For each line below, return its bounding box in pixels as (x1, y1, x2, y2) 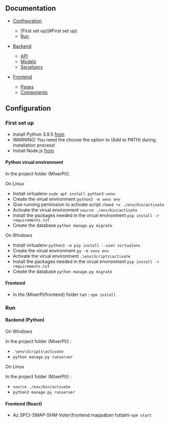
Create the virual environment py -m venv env (12, 247, 109, 253)
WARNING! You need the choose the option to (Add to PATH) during (12, 136, 156, 143)
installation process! (12, 142, 55, 148)
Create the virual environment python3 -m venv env (12, 196, 121, 202)
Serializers (20, 64, 43, 70)
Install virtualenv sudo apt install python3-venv (12, 190, 115, 196)
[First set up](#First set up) (20, 28, 78, 34)
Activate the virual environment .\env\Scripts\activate (12, 253, 131, 259)
